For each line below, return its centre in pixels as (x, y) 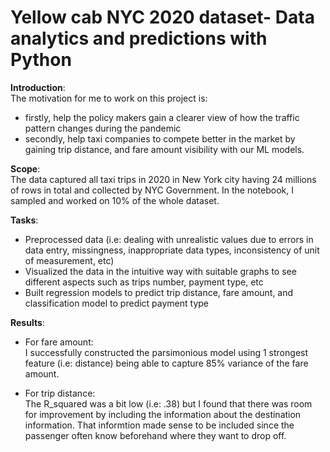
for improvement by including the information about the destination (163, 414)
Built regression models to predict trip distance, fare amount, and (159, 292)
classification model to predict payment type (117, 303)
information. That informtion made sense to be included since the (159, 425)
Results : (27, 322)
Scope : (25, 168)
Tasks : (24, 220)
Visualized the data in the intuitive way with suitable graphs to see (160, 271)
